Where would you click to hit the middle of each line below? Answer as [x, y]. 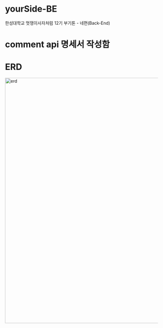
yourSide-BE [31, 9]
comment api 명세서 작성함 [57, 44]
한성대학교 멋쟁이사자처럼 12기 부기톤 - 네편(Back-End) [58, 23]
